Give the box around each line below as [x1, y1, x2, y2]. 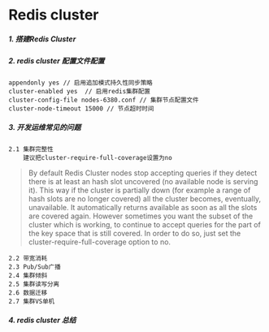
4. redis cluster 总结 [8, 315, 76, 326]
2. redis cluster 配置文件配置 [8, 56, 105, 66]
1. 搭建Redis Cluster [8, 34, 76, 44]
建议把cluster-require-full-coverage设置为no [23, 153, 172, 162]
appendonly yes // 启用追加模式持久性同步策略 [8, 79, 153, 87]
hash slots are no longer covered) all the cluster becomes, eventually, [28, 193, 262, 204]
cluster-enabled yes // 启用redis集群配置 [8, 87, 150, 95]
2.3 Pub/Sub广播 [8, 262, 61, 271]
